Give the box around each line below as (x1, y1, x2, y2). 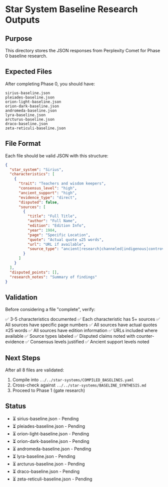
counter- (136, 333, 154, 339)
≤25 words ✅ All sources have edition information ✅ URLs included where (5, 328, 157, 334)
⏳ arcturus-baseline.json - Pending (12, 461, 85, 467)
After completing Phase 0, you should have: (5, 80, 95, 86)
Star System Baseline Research (5, 4, 138, 15)
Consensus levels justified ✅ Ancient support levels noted (30, 339, 149, 345)
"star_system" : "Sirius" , (9, 167, 64, 172)
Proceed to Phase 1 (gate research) (12, 387, 85, 393)
